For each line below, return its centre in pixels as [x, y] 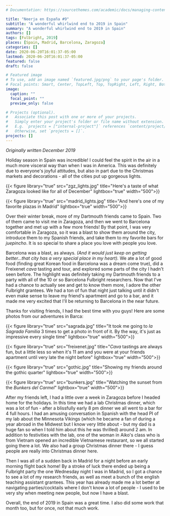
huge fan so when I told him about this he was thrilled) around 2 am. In [79, 429]
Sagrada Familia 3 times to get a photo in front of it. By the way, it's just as [83, 331]
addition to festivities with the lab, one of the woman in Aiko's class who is [83, 435]
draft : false [19, 66]
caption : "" [23, 94]
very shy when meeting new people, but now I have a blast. [67, 493]
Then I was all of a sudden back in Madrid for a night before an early [77, 460]
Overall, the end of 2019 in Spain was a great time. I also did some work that [85, 502]
